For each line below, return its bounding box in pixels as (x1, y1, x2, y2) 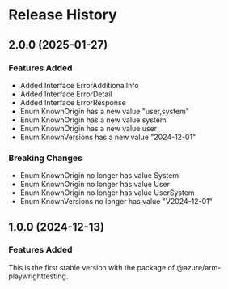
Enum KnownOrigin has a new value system (19, 115, 167, 125)
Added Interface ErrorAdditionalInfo (19, 80, 139, 90)
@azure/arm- (176, 262, 222, 272)
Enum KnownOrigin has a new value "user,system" (19, 106, 190, 116)
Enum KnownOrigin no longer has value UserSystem (19, 188, 196, 198)
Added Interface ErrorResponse (19, 97, 127, 107)
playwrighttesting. (8, 271, 69, 281)
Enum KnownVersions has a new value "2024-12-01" (19, 132, 196, 142)
